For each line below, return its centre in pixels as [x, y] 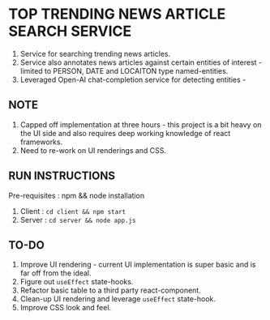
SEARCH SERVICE [70, 31]
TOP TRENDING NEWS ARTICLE [117, 14]
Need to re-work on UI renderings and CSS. [93, 150]
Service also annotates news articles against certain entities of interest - [141, 62]
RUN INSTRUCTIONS [62, 176]
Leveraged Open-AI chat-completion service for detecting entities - [133, 79]
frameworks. [41, 142]
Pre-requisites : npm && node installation [76, 195]
